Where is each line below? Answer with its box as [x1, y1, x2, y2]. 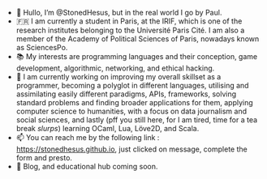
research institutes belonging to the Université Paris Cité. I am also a [15, 25, 245, 35]
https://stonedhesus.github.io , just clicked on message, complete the [15, 144, 248, 154]
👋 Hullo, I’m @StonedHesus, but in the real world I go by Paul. [15, 8, 222, 17]
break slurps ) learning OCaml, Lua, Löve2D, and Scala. [15, 124, 200, 133]
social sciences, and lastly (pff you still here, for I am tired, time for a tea [15, 115, 258, 125]
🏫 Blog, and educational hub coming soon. [15, 162, 158, 171]
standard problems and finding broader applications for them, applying [15, 98, 253, 107]
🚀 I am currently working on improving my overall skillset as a [15, 72, 222, 81]
